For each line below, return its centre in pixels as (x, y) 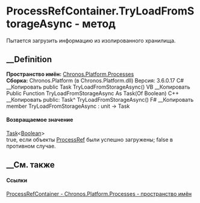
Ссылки (17, 180)
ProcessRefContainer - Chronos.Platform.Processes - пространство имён (99, 193)
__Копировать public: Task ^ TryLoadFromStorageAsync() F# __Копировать (100, 99)
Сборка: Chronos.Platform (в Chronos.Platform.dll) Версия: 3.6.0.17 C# (95, 80)
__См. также (31, 165)
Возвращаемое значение (40, 120)
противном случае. (31, 146)
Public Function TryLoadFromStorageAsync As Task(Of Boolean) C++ (93, 93)
